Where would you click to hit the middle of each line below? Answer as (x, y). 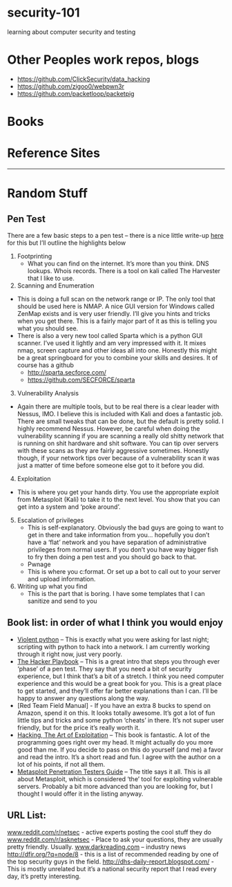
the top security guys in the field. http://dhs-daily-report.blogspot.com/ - (111, 861)
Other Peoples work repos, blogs (103, 60)
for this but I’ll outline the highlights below (67, 243)
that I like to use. (51, 278)
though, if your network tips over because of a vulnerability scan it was (118, 458)
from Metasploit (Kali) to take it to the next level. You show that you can (119, 499)
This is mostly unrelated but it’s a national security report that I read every (112, 868)
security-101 (44, 13)
